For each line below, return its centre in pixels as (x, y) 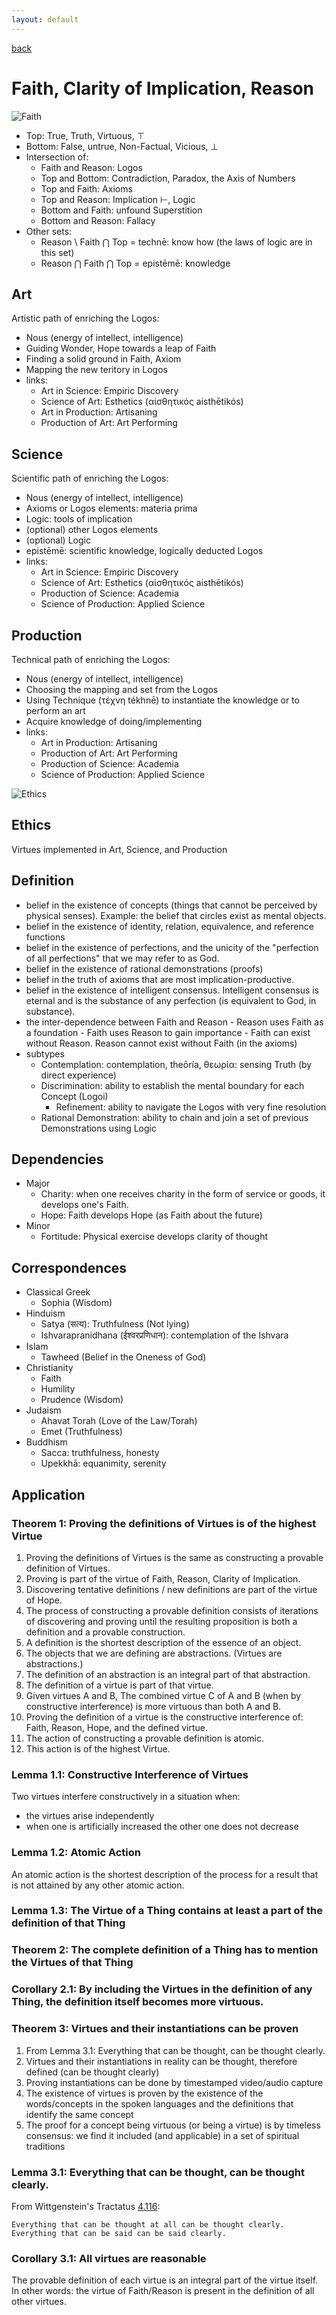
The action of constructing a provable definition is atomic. (145, 1738)
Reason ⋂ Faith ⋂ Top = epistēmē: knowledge (135, 263)
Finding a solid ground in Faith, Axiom (103, 359)
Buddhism (46, 1442)
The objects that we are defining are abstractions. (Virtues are (154, 1653)
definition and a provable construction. (105, 1632)
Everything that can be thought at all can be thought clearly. (148, 2224)
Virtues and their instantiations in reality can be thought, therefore (161, 2061)
